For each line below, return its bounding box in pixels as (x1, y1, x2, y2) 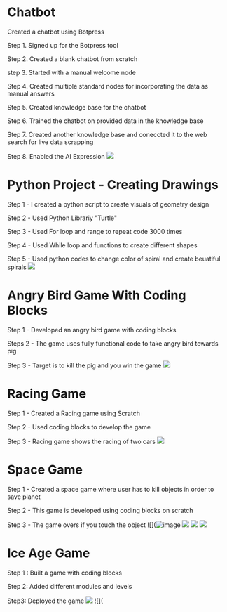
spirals (7, 263, 27, 271)
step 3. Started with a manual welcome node (7, 68, 137, 77)
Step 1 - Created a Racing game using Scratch (7, 409, 140, 417)
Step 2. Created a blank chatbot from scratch (7, 54, 138, 63)
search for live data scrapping (7, 138, 94, 146)
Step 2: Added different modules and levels (7, 582, 132, 590)
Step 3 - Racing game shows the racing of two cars (7, 437, 156, 445)
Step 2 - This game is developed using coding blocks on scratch (7, 506, 193, 514)
